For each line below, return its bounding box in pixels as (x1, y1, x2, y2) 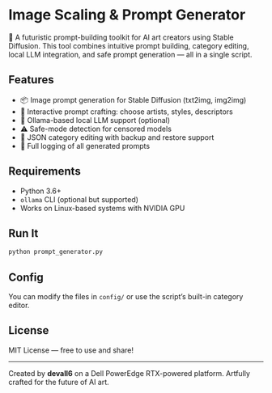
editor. (8, 301, 30, 311)
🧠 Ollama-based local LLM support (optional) (19, 115, 171, 125)
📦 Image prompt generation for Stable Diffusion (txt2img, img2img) (19, 95, 247, 104)
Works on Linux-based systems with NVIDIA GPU (19, 203, 185, 213)
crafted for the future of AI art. (8, 377, 109, 387)
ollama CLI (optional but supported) (19, 194, 139, 204)
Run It (8, 226, 39, 240)
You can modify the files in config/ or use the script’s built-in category (8, 292, 244, 302)
